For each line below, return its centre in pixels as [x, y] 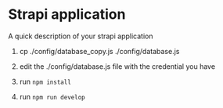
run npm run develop [52, 96]
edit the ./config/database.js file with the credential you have [117, 66]
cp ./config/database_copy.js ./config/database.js [99, 51]
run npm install [45, 81]
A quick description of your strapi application [81, 36]
